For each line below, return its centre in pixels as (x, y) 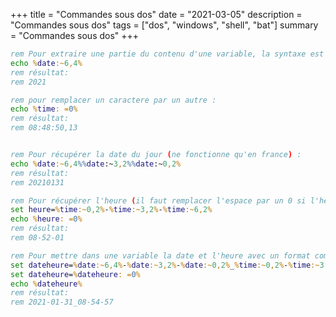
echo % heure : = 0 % (46, 219)
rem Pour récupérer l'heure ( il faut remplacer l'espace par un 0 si (158, 200)
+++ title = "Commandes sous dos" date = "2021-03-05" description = (156, 14)
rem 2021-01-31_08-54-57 (62, 302)
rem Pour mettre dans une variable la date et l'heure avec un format (160, 255)
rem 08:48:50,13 (44, 128)
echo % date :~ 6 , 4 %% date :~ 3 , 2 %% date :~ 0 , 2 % (96, 164)
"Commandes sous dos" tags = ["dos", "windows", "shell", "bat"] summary (164, 25)
